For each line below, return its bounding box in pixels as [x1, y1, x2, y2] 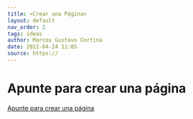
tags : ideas [7, 30, 42, 38]
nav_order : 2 [7, 23, 46, 30]
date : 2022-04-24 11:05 [7, 43, 78, 50]
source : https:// [7, 50, 59, 57]
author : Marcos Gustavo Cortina [7, 37, 103, 44]
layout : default [7, 17, 55, 24]
